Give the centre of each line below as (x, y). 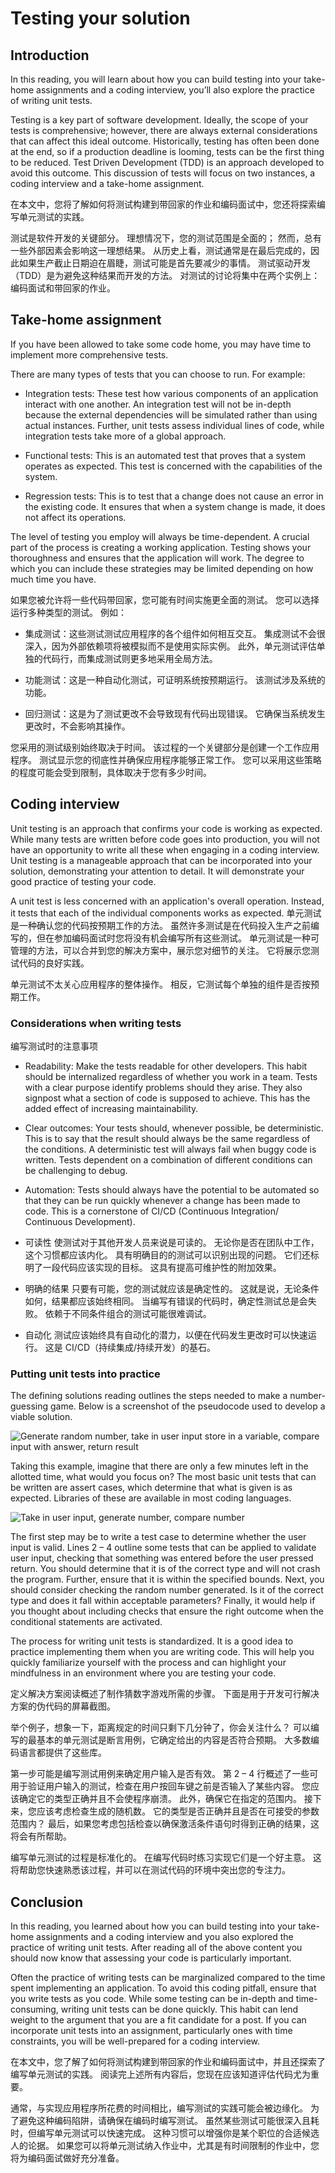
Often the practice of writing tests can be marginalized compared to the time (168, 1978)
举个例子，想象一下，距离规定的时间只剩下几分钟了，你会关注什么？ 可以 (160, 1728)
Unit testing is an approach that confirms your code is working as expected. (166, 828)
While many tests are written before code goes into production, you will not (165, 839)
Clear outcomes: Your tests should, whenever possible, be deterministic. (174, 1128)
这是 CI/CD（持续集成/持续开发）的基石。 (130, 1347)
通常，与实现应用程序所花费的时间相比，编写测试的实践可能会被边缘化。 (159, 2108)
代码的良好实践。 (54, 963)
